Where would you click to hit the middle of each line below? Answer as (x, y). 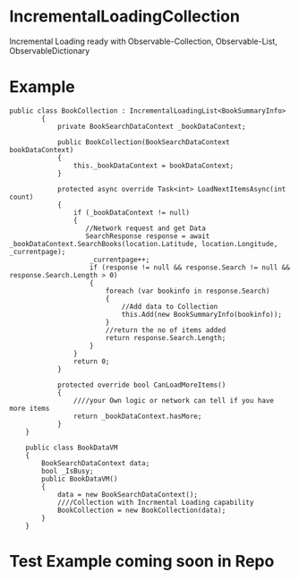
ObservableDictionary (50, 50)
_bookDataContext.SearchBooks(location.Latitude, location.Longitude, (144, 243)
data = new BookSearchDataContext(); (128, 494)
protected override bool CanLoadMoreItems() (141, 385)
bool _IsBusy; (68, 471)
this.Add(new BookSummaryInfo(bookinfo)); (201, 314)
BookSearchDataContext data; (96, 463)
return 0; (91, 361)
